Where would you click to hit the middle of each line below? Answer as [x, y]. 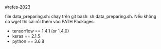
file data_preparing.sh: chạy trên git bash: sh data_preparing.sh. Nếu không [81, 16]
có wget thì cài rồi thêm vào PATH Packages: [50, 22]
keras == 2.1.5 [26, 36]
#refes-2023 [18, 7]
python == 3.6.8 [28, 41]
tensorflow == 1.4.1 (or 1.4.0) [40, 31]
